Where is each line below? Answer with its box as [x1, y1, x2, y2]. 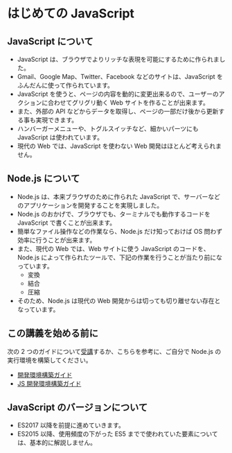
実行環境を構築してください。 [7, 356, 92, 364]
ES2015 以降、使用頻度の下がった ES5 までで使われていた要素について [17, 430, 218, 438]
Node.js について [7, 173, 80, 185]
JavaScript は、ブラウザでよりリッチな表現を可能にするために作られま [17, 55, 220, 63]
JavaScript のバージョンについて [7, 402, 148, 413]
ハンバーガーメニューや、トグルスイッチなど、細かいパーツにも [17, 125, 199, 133]
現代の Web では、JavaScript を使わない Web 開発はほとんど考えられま [17, 142, 222, 150]
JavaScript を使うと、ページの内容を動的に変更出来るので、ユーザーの [17, 90, 220, 98]
